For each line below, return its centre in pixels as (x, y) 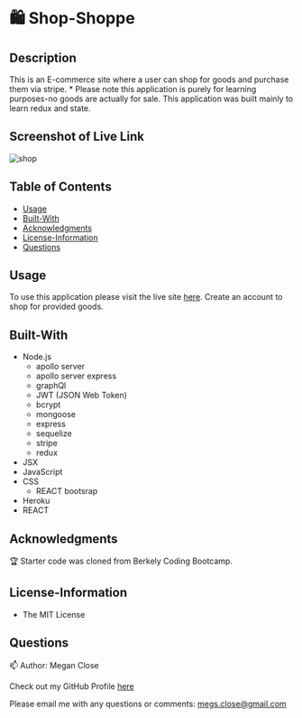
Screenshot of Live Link (77, 137)
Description (43, 57)
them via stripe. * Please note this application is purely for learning (133, 89)
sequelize (54, 434)
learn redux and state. (50, 108)
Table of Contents (61, 187)
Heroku (36, 501)
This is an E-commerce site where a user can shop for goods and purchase (149, 79)
